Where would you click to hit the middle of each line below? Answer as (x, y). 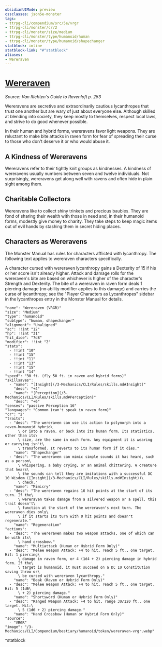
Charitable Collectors (38, 199)
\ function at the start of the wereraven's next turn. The (80, 508)
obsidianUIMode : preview (30, 9)
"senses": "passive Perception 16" (41, 406)
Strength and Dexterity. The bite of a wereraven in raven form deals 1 (74, 283)
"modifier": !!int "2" (28, 342)
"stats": (14, 346)
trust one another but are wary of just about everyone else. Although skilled (80, 111)
